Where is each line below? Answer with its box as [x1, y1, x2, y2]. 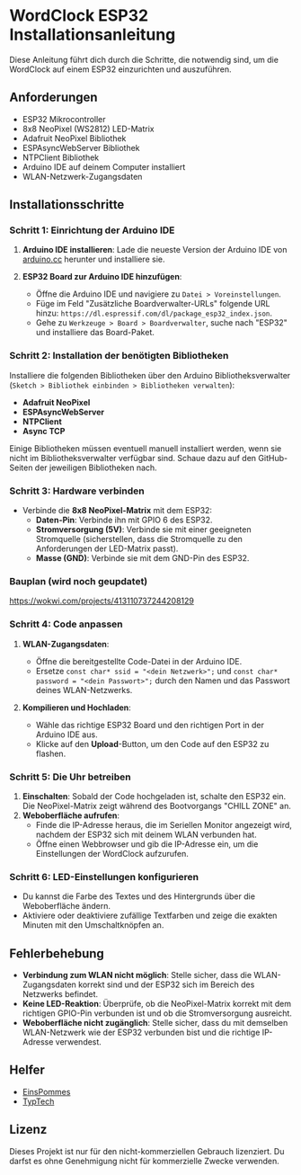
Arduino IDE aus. [35, 729, 98, 740]
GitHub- [258, 452, 288, 463]
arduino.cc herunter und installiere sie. [22, 254, 165, 265]
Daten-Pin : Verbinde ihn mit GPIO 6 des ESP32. [35, 514, 213, 526]
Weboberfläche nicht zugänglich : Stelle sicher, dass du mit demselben [22, 1018, 288, 1028]
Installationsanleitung [9, 24, 176, 45]
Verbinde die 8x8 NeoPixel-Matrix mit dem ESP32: [22, 505, 213, 516]
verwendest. [55, 1037, 102, 1047]
